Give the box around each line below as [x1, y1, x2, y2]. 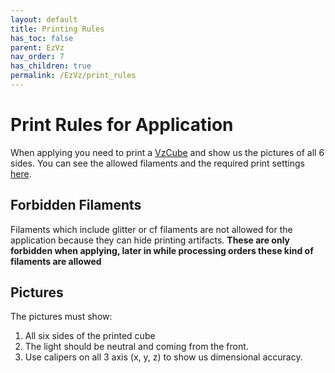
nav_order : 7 [10, 52, 65, 62]
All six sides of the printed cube [24, 330, 156, 342]
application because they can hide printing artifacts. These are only [10, 234, 291, 246]
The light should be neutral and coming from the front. [24, 341, 249, 353]
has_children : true [10, 61, 92, 71]
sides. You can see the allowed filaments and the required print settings [10, 157, 305, 169]
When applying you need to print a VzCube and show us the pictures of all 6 [10, 146, 325, 158]
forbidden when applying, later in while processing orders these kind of [10, 244, 314, 256]
